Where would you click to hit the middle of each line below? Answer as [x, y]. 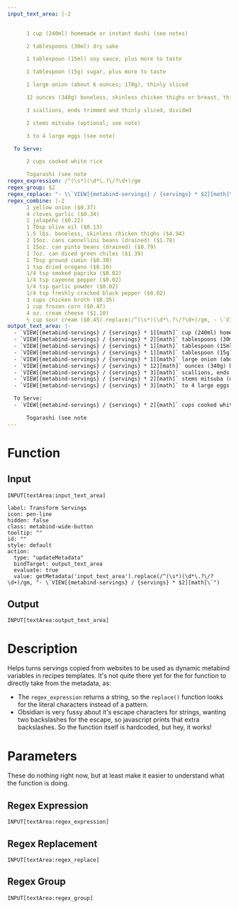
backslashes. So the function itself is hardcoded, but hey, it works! [115, 727]
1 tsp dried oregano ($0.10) [69, 267]
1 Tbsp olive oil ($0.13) [64, 227]
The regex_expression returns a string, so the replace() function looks [120, 697]
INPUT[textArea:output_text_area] [58, 621]
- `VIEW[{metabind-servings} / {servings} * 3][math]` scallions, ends [122, 372]
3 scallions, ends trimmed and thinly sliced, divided [109, 110]
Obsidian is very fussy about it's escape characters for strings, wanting [122, 712]
